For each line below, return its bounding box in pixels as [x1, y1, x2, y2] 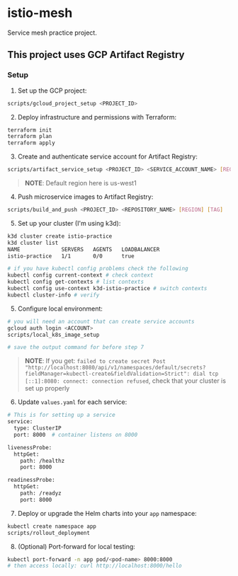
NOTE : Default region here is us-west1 [24, 179, 137, 187]
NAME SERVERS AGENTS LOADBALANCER [7, 246, 160, 253]
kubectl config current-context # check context [7, 272, 154, 279]
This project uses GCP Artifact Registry [7, 49, 186, 61]
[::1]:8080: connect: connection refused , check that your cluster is [24, 376, 227, 385]
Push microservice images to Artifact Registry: [17, 192, 154, 201]
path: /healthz [20, 457, 65, 464]
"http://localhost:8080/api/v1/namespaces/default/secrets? [24, 364, 206, 371]
